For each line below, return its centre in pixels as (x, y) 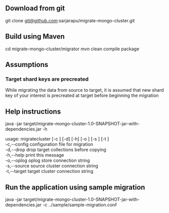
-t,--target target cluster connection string (49, 171)
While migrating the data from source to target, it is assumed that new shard (85, 90)
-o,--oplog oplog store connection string (48, 161)
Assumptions (27, 65)
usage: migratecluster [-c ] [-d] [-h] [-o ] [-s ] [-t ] (57, 139)
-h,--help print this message (35, 155)
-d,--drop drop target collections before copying (56, 150)
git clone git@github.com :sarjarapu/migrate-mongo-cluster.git (70, 20)
